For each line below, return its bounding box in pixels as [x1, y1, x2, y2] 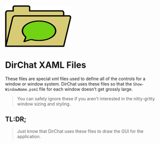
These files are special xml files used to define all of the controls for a [5, 76, 146, 82]
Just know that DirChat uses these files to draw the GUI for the [17, 128, 144, 134]
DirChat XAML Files [5, 59, 87, 71]
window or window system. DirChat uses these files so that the [5, 81, 132, 86]
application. [17, 133, 41, 139]
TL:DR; [5, 115, 27, 123]
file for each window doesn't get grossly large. [39, 86, 133, 92]
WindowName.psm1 [5, 87, 38, 92]
